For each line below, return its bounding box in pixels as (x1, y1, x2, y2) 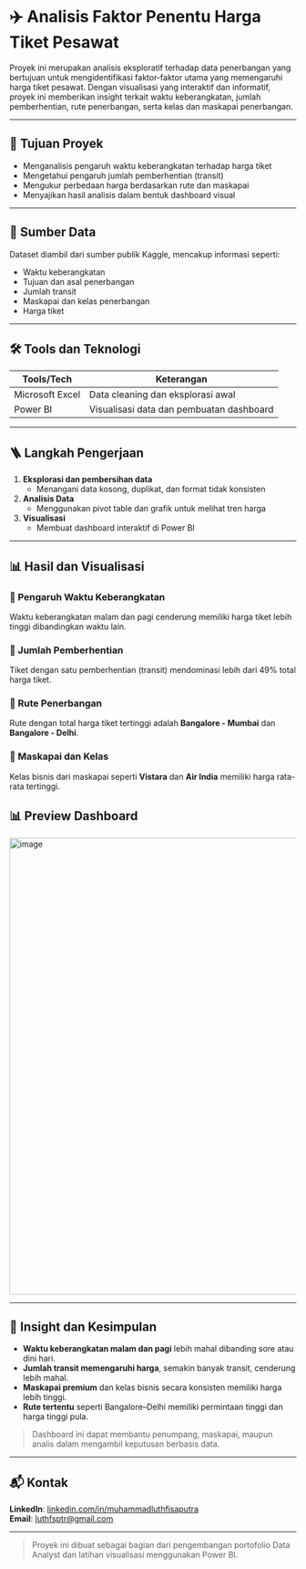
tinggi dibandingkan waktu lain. (9, 621, 127, 632)
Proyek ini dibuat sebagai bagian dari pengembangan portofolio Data (31, 1540, 291, 1551)
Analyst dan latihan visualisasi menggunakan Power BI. (31, 1549, 239, 1561)
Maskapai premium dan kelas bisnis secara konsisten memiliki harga (22, 1382, 282, 1393)
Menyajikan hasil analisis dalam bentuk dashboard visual (22, 189, 236, 200)
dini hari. (22, 1353, 56, 1364)
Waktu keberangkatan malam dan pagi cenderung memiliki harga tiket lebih (9, 611, 292, 622)
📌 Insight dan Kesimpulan (9, 1319, 158, 1334)
